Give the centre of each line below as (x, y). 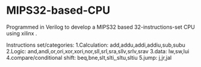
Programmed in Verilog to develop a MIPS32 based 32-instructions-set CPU (101, 27)
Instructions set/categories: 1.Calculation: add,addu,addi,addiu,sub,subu (96, 45)
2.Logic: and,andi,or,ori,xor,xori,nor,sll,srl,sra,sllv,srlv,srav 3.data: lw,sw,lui (98, 51)
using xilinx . (22, 33)
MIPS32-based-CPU (58, 10)
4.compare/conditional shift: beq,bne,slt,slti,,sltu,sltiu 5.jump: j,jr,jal (89, 57)
